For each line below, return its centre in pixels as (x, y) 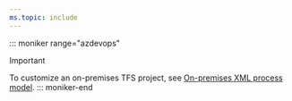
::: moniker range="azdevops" (65, 43)
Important (27, 60)
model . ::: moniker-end (51, 87)
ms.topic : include (43, 17)
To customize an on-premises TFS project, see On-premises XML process (146, 78)
